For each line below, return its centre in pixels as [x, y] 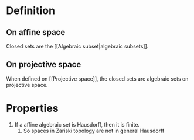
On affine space [36, 32]
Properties [32, 108]
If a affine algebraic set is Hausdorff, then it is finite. [77, 124]
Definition [31, 11]
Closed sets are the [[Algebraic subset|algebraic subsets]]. [77, 46]
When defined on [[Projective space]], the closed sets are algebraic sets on [97, 78]
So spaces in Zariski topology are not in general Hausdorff [94, 131]
